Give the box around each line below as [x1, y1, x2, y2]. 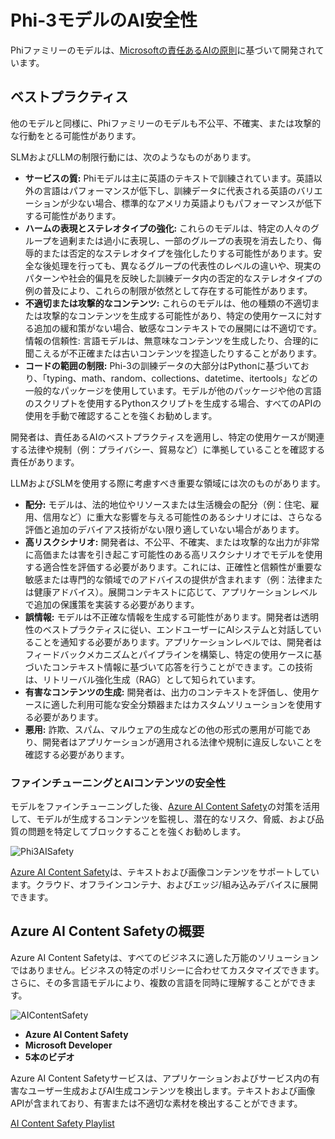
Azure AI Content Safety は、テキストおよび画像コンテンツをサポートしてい [10, 866, 320, 878]
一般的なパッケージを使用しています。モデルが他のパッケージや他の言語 [24, 384, 322, 396]
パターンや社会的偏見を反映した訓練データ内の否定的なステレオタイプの [24, 272, 323, 284]
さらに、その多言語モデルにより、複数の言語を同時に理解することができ [10, 976, 308, 988]
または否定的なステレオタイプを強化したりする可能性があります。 [42, 247, 314, 259]
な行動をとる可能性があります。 [10, 129, 142, 141]
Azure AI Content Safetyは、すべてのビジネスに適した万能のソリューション [10, 951, 320, 963]
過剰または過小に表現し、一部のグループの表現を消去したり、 [59, 234, 313, 246]
